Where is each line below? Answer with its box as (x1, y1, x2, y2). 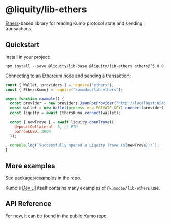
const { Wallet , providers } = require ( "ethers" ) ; (5, 82, 114, 87)
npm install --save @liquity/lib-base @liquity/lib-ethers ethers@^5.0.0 (5, 63, 164, 69)
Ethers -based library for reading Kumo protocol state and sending (5, 20, 143, 26)
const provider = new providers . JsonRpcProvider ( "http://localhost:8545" (10, 101, 168, 106)
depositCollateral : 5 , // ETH (14, 124, 78, 129)
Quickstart (5, 41, 40, 49)
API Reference (5, 199, 52, 208)
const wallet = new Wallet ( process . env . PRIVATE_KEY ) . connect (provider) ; (10, 105, 166, 111)
